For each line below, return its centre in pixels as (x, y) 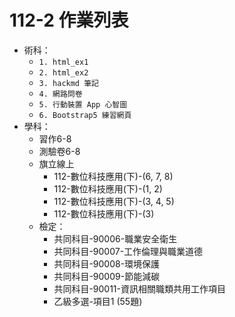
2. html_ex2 (63, 72)
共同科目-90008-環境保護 (107, 263)
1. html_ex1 (63, 62)
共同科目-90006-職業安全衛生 (115, 238)
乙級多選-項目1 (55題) (98, 301)
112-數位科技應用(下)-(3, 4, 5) (114, 201)
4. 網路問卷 (60, 94)
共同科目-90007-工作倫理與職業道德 (128, 251)
